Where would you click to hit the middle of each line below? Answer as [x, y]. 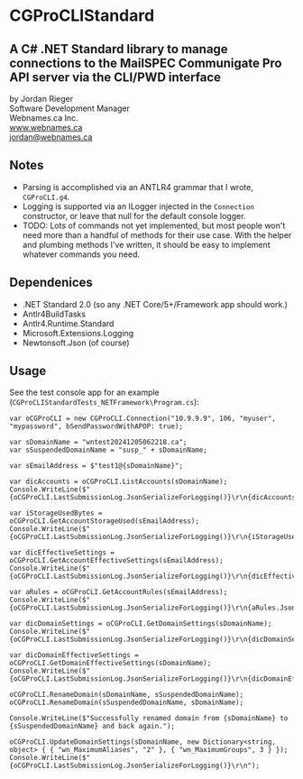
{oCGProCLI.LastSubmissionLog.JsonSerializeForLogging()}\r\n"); [134, 766]
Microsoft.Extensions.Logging [78, 333]
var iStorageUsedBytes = [56, 513]
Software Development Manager [70, 108]
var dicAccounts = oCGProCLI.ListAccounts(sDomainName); [119, 482]
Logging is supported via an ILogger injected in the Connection [138, 206]
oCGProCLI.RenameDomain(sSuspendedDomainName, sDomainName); [127, 703]
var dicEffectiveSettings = [62, 553]
